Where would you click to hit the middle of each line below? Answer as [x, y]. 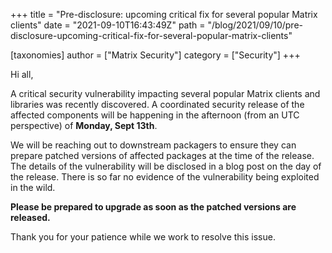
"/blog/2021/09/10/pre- [255, 25]
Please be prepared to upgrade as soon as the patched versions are [153, 207]
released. [30, 217]
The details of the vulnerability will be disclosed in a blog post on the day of [166, 166]
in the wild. [33, 187]
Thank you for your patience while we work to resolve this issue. [143, 237]
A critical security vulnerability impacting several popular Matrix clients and [165, 93]
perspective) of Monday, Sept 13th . [84, 125]
